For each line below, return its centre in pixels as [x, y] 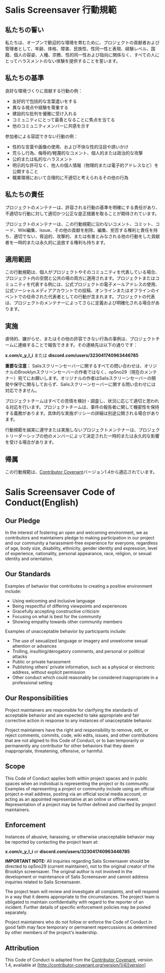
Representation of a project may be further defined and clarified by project [81, 804]
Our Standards [28, 574]
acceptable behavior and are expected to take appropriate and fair [72, 715]
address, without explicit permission [49, 672]
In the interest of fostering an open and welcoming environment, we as [77, 533]
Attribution [22, 948]
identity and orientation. [29, 559]
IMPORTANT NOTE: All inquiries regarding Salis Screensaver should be [77, 861]
